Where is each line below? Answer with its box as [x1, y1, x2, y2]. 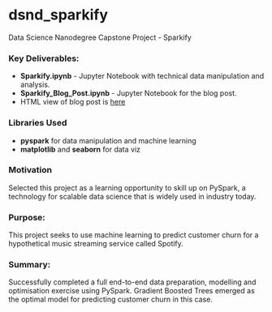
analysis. [19, 79, 50, 90]
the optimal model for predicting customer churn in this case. [8, 294, 214, 305]
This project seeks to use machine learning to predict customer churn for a [8, 230, 259, 240]
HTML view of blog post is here [19, 97, 126, 107]
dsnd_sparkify [8, 6, 108, 24]
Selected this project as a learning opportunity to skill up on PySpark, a [8, 182, 246, 192]
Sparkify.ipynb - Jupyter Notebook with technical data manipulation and [19, 71, 265, 81]
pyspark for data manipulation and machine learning [19, 135, 196, 145]
